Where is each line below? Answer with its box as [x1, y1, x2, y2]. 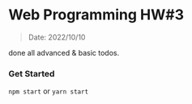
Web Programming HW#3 [8, 6, 185, 24]
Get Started [8, 68, 55, 79]
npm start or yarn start [8, 86, 89, 96]
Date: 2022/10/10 [28, 32, 86, 42]
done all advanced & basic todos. [8, 48, 120, 57]
